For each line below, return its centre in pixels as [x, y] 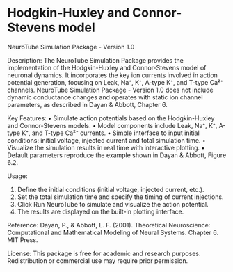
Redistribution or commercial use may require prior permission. [98, 261]
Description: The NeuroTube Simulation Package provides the [96, 60]
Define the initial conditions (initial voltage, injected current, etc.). [111, 189]
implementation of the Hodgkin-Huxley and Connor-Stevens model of [107, 67]
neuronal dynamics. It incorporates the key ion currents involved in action [112, 75]
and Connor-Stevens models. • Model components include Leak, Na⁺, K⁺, [112, 125]
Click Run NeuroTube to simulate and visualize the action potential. [113, 204]
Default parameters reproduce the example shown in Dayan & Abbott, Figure [117, 155]
